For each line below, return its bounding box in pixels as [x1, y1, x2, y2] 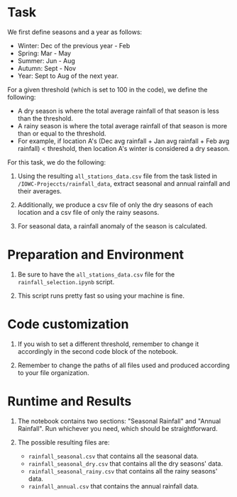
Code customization [7, 316, 129, 333]
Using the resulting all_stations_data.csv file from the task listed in [17, 172, 218, 180]
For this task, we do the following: [7, 157, 106, 167]
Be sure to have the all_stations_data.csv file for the [17, 270, 175, 279]
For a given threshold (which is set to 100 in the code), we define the [7, 85, 208, 94]
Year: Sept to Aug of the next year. [17, 72, 119, 80]
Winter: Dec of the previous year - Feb [17, 41, 131, 50]
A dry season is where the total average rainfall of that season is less [17, 106, 220, 115]
